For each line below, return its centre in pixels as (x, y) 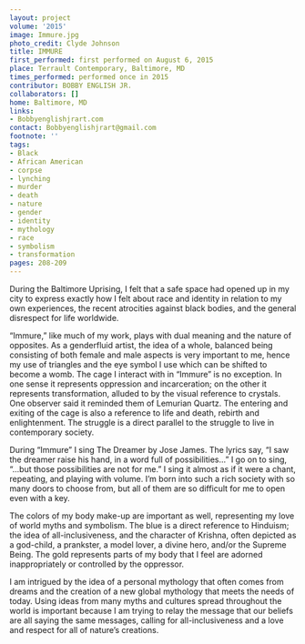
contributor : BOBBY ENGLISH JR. (71, 86)
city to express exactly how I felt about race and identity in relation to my (146, 298)
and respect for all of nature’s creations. (84, 630)
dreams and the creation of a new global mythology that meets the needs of (152, 591)
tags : (20, 145)
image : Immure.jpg (44, 35)
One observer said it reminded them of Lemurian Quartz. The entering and (149, 403)
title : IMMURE (36, 52)
